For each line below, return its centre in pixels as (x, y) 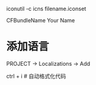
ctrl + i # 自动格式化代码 (36, 76)
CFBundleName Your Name (41, 20)
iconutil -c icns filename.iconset (46, 9)
